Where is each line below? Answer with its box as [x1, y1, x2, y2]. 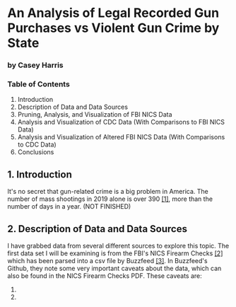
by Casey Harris [7, 60, 64, 70]
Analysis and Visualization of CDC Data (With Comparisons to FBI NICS [17, 118, 225, 127]
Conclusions [17, 148, 54, 156]
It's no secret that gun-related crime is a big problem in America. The [7, 187, 208, 196]
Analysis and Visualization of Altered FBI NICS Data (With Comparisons [17, 133, 225, 141]
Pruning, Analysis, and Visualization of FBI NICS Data [17, 110, 172, 119]
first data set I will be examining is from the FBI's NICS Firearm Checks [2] [7, 249, 223, 257]
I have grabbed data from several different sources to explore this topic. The [7, 242, 230, 250]
